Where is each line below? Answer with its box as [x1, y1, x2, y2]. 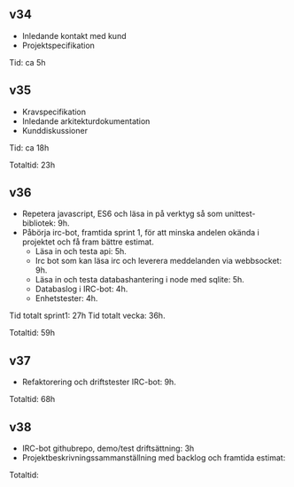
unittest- [224, 208, 256, 220]
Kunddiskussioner [21, 125, 89, 135]
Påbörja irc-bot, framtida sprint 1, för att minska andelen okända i [21, 228, 259, 238]
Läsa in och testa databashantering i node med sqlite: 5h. [35, 274, 245, 285]
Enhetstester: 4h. [35, 293, 98, 304]
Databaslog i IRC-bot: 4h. [35, 283, 128, 295]
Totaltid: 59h [9, 328, 56, 338]
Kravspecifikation [21, 106, 87, 117]
